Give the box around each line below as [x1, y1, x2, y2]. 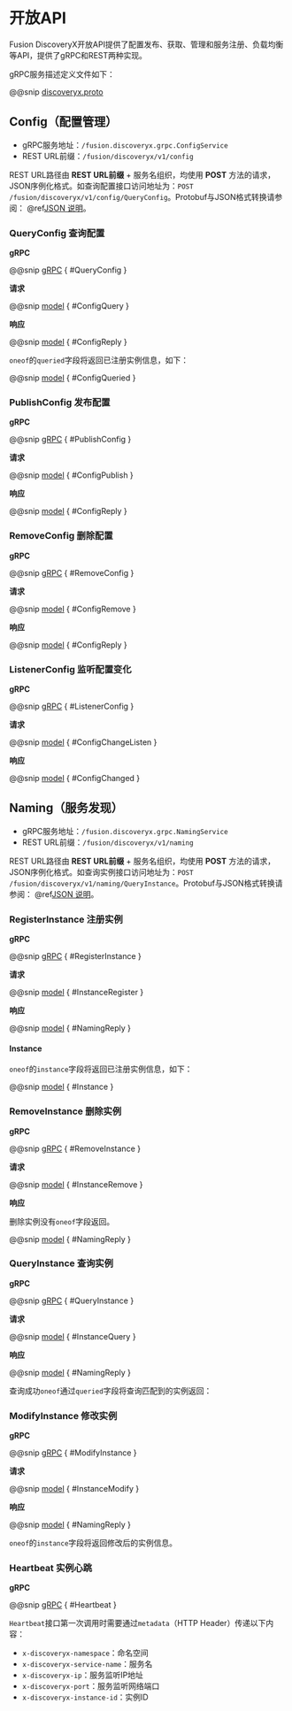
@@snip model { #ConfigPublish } [9, 470, 134, 480]
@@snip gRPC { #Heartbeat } [9, 1600, 117, 1610]
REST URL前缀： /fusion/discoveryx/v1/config [21, 150, 194, 161]
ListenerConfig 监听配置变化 [9, 663, 132, 675]
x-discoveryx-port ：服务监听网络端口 [21, 1681, 160, 1692]
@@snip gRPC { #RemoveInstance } [9, 1143, 142, 1154]
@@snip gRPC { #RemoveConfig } [9, 567, 134, 578]
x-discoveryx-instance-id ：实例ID [21, 1692, 149, 1703]
